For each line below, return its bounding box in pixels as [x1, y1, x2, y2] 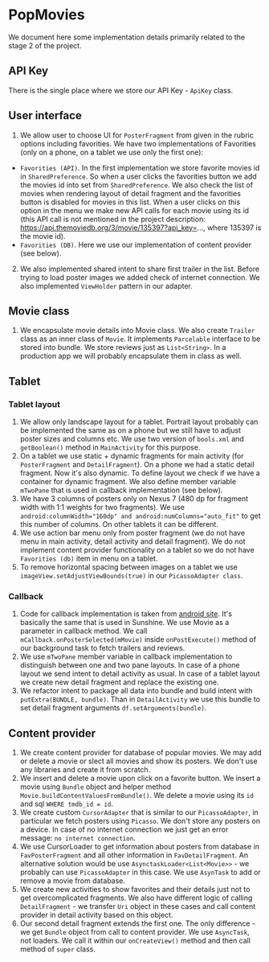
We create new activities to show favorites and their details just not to [19, 885, 251, 894]
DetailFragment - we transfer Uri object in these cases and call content [19, 902, 256, 911]
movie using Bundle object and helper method [19, 782, 171, 791]
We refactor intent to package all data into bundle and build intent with [19, 686, 253, 696]
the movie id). [19, 231, 66, 240]
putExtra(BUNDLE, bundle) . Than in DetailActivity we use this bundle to [19, 694, 261, 705]
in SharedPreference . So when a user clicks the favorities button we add [19, 171, 257, 181]
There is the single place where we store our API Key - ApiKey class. [8, 85, 234, 95]
